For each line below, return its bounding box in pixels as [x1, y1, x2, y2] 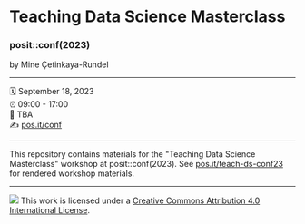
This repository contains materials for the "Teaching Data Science [9, 149, 256, 160]
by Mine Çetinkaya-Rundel [9, 59, 109, 70]
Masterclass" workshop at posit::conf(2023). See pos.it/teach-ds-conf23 [9, 159, 284, 170]
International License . [9, 205, 91, 216]
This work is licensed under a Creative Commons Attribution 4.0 [20, 195, 261, 206]
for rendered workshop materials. [9, 168, 134, 179]
